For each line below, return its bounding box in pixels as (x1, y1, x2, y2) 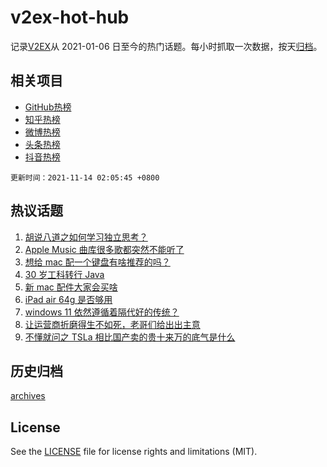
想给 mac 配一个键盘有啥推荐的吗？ (24, 256, 171, 268)
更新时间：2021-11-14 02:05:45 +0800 (10, 172, 160, 183)
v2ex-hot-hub (10, 6, 130, 29)
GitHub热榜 (24, 101, 72, 113)
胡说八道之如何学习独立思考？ (24, 231, 148, 243)
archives (10, 390, 46, 402)
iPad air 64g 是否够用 (24, 293, 113, 305)
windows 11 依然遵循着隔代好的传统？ (24, 306, 180, 318)
